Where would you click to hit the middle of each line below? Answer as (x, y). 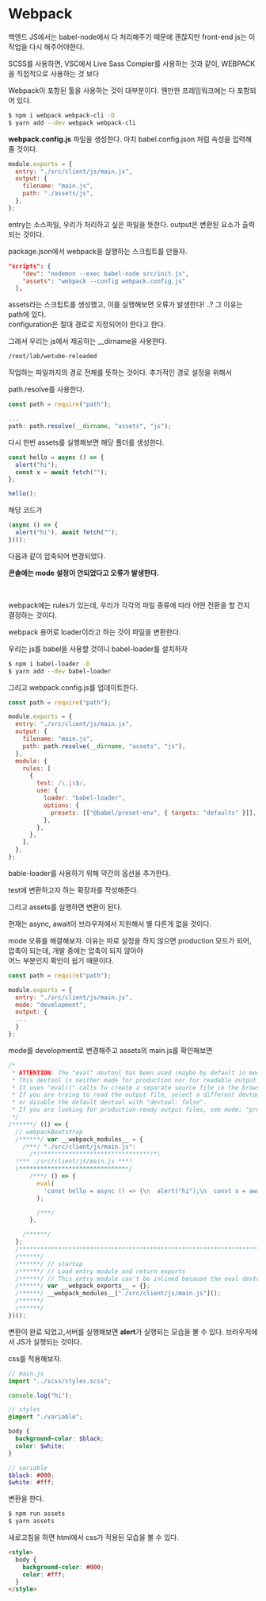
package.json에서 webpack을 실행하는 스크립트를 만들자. (98, 251)
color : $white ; (40, 1446)
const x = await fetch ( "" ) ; (62, 472)
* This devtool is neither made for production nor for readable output (134, 1080)
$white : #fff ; (32, 1483)
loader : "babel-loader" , (84, 798)
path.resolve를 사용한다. (47, 389)
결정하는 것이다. (33, 615)
